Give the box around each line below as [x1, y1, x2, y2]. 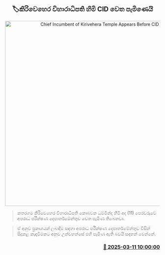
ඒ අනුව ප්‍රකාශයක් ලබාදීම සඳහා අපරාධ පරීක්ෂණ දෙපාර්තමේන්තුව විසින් [17, 225, 151, 231]
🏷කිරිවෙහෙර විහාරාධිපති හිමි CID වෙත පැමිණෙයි [12, 5, 153, 13]
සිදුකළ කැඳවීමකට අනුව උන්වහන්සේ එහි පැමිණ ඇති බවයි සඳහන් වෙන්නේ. [17, 231, 156, 237]
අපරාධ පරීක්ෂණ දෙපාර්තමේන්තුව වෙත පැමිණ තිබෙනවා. [17, 215, 125, 221]
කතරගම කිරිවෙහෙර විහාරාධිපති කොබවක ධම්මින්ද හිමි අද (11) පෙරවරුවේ [17, 210, 157, 216]
